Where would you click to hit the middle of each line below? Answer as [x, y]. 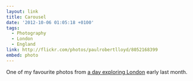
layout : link [22, 11]
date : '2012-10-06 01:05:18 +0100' [50, 22]
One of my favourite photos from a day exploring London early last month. [97, 72]
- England [23, 45]
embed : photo [22, 55]
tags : [13, 28]
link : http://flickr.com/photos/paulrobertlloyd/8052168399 [82, 50]
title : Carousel [26, 17]
